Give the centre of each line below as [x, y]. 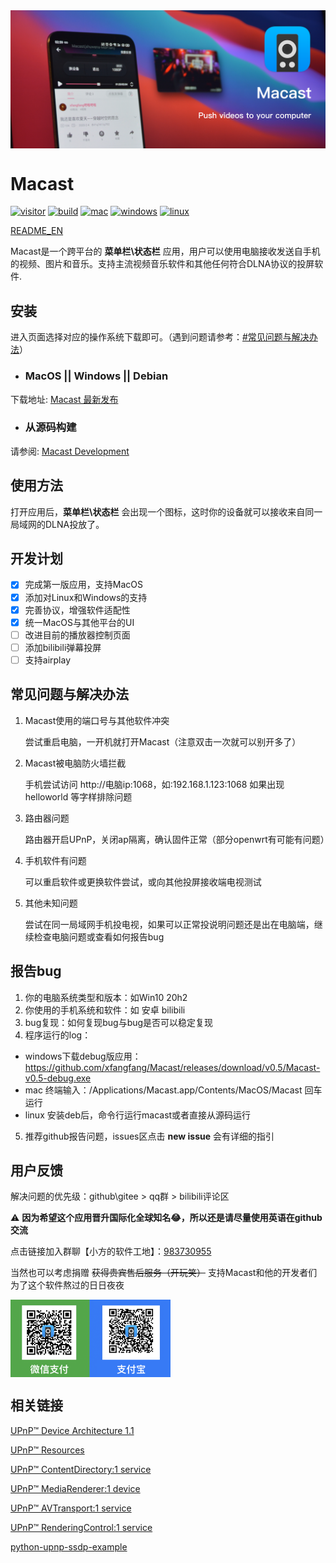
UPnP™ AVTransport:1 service [71, 1508]
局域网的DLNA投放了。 [57, 524]
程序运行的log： [58, 1035]
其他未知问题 [51, 903]
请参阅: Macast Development [70, 451]
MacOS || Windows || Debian [96, 376]
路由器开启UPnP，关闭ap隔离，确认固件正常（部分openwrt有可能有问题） [177, 839]
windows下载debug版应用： [83, 1056]
